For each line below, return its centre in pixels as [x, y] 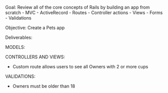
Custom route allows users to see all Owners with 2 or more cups [80, 67]
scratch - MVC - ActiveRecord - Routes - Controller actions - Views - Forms [84, 13]
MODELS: [15, 47]
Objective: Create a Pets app [35, 28]
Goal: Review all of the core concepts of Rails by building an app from [78, 7]
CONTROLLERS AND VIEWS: [35, 57]
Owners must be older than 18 [44, 86]
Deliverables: [19, 37]
